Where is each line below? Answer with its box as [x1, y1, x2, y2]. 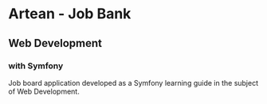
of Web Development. [8, 87, 80, 96]
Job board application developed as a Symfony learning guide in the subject [8, 78, 259, 87]
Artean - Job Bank [8, 5, 132, 23]
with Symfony [8, 60, 64, 71]
